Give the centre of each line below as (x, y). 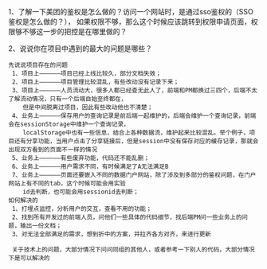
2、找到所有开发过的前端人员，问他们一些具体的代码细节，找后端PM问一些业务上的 (127, 217)
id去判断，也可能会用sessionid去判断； (81, 192)
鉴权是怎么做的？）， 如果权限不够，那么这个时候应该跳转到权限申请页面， (130, 21)
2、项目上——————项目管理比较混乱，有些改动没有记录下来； (95, 82)
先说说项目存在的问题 (38, 65)
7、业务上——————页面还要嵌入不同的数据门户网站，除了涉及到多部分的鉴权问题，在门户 (134, 175)
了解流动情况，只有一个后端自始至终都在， (68, 99)
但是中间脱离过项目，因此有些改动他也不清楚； (88, 107)
